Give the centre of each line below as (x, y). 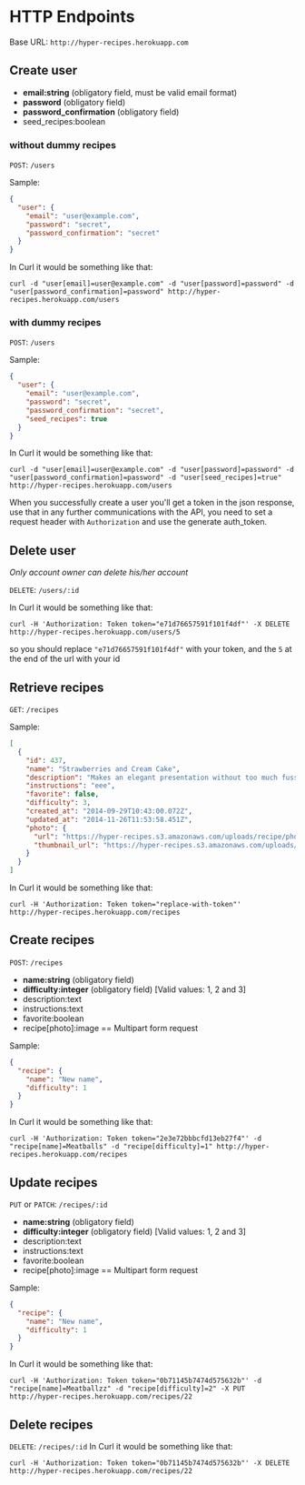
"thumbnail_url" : (66, 845)
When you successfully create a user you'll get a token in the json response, (152, 503)
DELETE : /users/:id (44, 590)
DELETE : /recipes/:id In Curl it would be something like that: (121, 1447)
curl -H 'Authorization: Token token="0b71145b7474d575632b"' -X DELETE (150, 1463)
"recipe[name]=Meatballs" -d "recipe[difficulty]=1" (111, 1147)
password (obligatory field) (74, 102)
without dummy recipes (63, 145)
